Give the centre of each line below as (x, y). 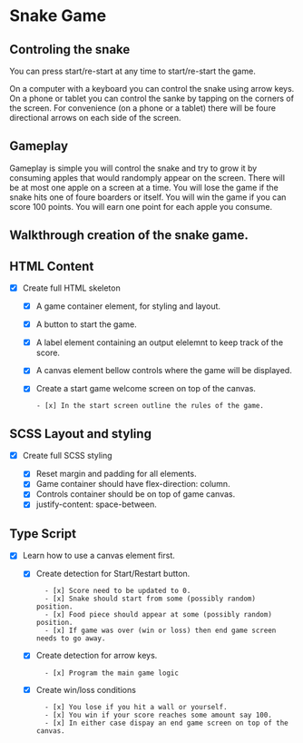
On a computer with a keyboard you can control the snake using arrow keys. (152, 89)
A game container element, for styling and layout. (128, 306)
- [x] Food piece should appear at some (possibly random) (158, 615)
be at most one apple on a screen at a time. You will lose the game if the (144, 187)
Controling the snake (70, 50)
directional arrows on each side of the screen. (95, 118)
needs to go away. (71, 639)
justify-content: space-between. (96, 504)
